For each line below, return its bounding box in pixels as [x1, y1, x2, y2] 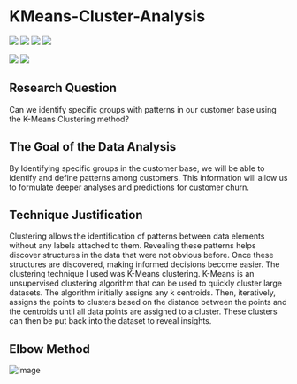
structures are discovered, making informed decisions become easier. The [9, 259, 280, 270]
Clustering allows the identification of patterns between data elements [9, 231, 265, 241]
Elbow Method [9, 341, 91, 357]
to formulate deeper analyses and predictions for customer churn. [9, 182, 250, 192]
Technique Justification [9, 207, 143, 223]
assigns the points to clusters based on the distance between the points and [9, 297, 287, 308]
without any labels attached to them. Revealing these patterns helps [9, 240, 256, 251]
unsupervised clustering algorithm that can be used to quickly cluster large [9, 278, 283, 289]
